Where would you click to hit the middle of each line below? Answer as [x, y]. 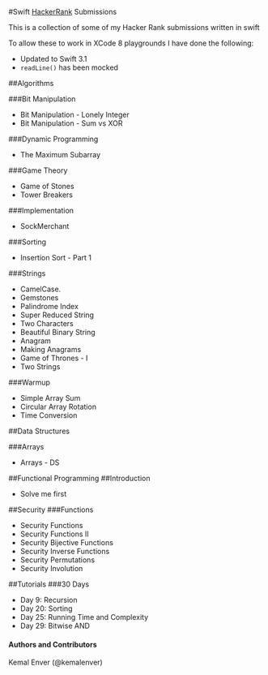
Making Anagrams [51, 349]
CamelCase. [40, 289]
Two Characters [47, 323]
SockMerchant [45, 226]
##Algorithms [31, 83]
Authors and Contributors [53, 644]
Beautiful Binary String [57, 332]
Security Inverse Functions [65, 551]
